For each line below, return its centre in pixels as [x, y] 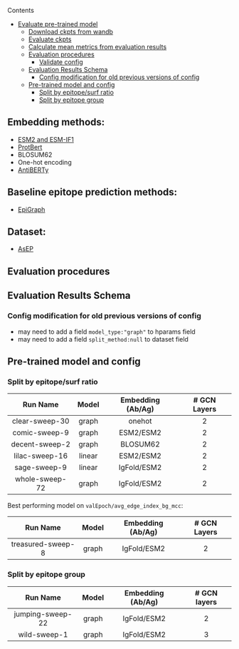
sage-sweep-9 [41, 468]
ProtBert [30, 147]
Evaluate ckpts [50, 39]
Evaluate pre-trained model [58, 24]
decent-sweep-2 [41, 444]
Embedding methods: [56, 122]
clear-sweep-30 [41, 421]
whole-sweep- [41, 479]
